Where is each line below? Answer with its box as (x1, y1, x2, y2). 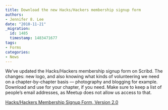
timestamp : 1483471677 (10, 36, 58, 41)
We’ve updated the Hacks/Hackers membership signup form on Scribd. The (5, 68, 163, 74)
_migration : (5, 26, 30, 31)
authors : (5, 12, 24, 17)
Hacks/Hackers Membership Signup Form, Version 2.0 (5, 99, 119, 105)
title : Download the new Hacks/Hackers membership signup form (5, 7, 141, 13)
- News (5, 54, 19, 60)
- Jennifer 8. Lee (5, 17, 44, 22)
